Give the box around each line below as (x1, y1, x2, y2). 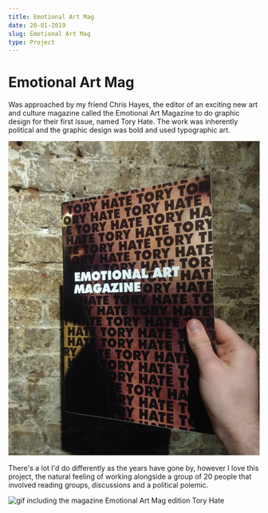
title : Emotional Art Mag (8, 13, 94, 21)
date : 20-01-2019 (8, 21, 66, 30)
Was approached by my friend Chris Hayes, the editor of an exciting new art (8, 100, 258, 109)
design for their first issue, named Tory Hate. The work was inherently (8, 116, 238, 127)
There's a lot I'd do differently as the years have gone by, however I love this (8, 464, 259, 473)
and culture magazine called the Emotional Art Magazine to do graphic (8, 109, 240, 118)
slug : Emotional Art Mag (8, 30, 91, 37)
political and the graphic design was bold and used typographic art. (8, 125, 231, 135)
